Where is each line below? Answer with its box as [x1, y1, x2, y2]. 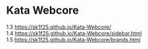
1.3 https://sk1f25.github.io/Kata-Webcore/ [6, 23, 111, 30]
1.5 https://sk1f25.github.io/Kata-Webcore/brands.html [6, 36, 141, 43]
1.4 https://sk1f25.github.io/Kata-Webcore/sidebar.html [6, 29, 143, 36]
